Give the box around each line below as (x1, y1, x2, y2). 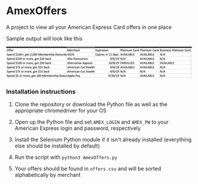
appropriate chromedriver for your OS (14, 107, 107, 114)
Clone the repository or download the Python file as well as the (14, 101, 168, 108)
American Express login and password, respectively (14, 125, 141, 132)
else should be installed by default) (14, 142, 100, 149)
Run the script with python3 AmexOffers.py (14, 153, 118, 160)
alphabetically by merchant (14, 171, 81, 178)
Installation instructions (6, 87, 76, 95)
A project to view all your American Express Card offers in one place (6, 24, 172, 31)
